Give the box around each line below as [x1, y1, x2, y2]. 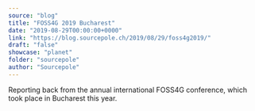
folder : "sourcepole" [8, 56, 80, 64]
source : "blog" [8, 11, 59, 20]
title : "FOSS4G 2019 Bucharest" [8, 19, 115, 27]
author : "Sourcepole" [8, 63, 80, 71]
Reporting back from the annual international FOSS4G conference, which [8, 85, 248, 94]
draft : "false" [8, 41, 59, 49]
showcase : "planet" [8, 48, 73, 56]
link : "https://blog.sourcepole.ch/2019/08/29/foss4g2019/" [8, 33, 212, 42]
